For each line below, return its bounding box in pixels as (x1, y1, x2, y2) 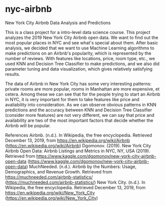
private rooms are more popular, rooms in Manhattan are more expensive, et (5, 86, 160, 92)
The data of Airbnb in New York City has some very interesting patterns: (5, 80, 152, 87)
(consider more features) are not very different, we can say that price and (5, 112, 155, 118)
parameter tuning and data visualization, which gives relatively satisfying (5, 66, 153, 72)
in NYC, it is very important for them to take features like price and (5, 96, 139, 102)
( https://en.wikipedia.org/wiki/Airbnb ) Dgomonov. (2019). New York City (5, 142, 151, 148)
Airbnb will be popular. (5, 122, 51, 129)
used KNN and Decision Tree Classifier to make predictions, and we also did (5, 61, 160, 67)
